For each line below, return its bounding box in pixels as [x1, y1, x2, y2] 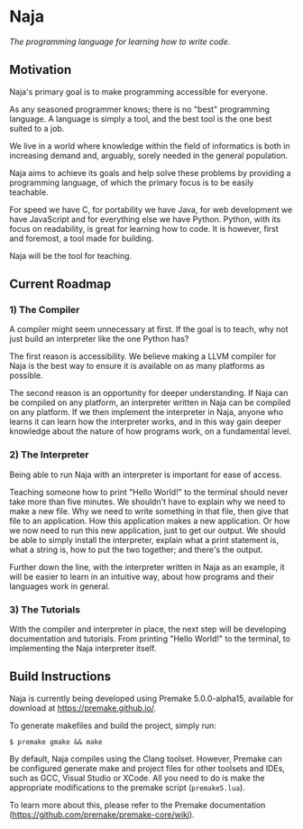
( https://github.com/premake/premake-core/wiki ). [9, 809, 196, 820]
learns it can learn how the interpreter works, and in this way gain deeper [9, 417, 281, 428]
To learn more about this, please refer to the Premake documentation [9, 799, 266, 810]
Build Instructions [9, 669, 112, 685]
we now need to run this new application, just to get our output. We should [9, 525, 286, 536]
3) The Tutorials [9, 603, 81, 615]
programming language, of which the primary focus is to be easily [9, 177, 254, 188]
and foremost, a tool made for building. [9, 233, 154, 244]
